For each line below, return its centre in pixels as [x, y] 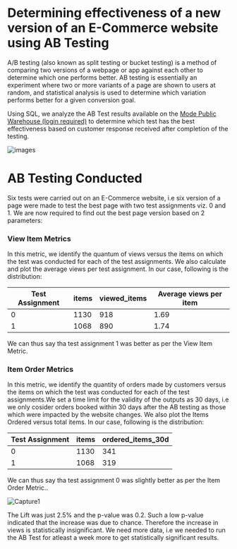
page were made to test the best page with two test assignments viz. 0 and [116, 205]
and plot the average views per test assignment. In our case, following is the [118, 269]
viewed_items [123, 298]
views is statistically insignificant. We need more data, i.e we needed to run [116, 530]
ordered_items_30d [135, 440]
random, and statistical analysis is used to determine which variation [107, 92]
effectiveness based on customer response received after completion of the [118, 128]
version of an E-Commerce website [113, 28]
